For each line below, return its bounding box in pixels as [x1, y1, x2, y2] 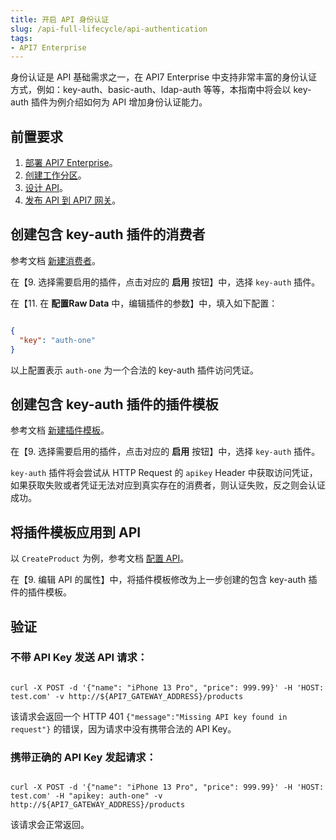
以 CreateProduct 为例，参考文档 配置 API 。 [10, 552, 190, 565]
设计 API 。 [24, 182, 69, 194]
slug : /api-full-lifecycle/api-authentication [10, 24, 208, 34]
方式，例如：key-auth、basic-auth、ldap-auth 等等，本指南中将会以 [10, 84, 292, 96]
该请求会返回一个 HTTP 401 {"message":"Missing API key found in [10, 710, 288, 722]
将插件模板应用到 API [10, 524, 142, 541]
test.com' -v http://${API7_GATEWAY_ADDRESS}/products [10, 691, 244, 701]
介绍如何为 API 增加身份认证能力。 [65, 96, 208, 108]
